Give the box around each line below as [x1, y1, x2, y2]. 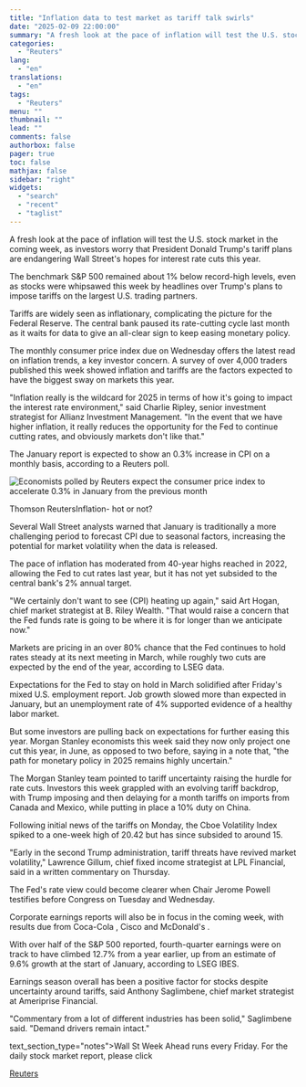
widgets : [9, 184, 43, 193]
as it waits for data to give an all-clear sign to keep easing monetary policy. [9, 327, 291, 338]
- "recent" [17, 200, 59, 210]
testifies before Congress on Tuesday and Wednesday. [9, 893, 216, 904]
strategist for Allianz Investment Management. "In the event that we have [9, 411, 283, 422]
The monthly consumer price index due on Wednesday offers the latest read [9, 344, 296, 356]
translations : [9, 73, 64, 82]
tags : [9, 90, 30, 99]
